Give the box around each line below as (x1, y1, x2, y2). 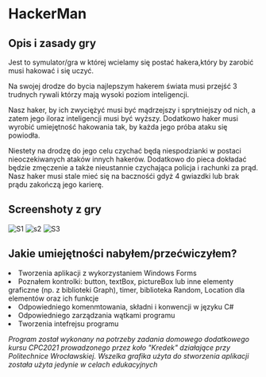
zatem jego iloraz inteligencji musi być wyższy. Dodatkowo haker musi (8, 114, 238, 123)
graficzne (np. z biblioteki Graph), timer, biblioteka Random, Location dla (8, 285, 245, 294)
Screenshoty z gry (8, 203, 102, 216)
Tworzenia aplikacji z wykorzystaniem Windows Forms (18, 268, 197, 278)
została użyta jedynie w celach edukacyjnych (8, 360, 158, 369)
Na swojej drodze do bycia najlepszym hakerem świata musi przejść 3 (8, 81, 238, 91)
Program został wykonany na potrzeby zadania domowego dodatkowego (8, 334, 250, 344)
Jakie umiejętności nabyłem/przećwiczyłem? (8, 247, 237, 261)
